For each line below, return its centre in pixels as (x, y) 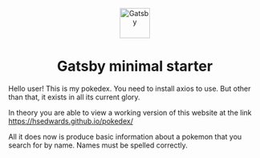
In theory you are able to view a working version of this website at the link (130, 112)
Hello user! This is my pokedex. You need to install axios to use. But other (130, 88)
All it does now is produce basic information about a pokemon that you (125, 136)
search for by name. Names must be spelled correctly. (98, 145)
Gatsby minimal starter (135, 66)
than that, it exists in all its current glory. (74, 97)
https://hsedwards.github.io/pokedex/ (71, 121)
